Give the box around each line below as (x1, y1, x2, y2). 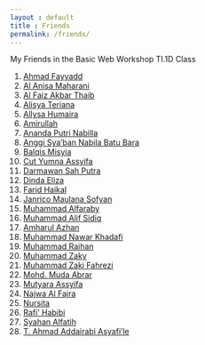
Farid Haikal (22, 184, 67, 196)
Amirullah (22, 118, 59, 129)
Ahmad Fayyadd (22, 71, 83, 82)
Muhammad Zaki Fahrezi (22, 260, 114, 271)
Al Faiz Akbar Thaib (22, 90, 95, 100)
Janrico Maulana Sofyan (22, 194, 113, 205)
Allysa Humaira (22, 108, 79, 120)
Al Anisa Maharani (22, 81, 90, 92)
